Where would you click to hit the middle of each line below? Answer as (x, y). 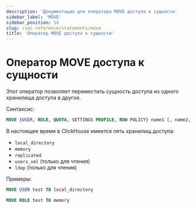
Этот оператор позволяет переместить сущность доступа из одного (92, 91)
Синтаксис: (20, 109)
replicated (28, 155)
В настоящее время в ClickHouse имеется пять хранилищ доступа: (90, 131)
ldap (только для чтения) (46, 167)
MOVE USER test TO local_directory (50, 190)
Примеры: (19, 179)
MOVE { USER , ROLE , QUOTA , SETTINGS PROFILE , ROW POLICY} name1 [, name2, (99, 120)
